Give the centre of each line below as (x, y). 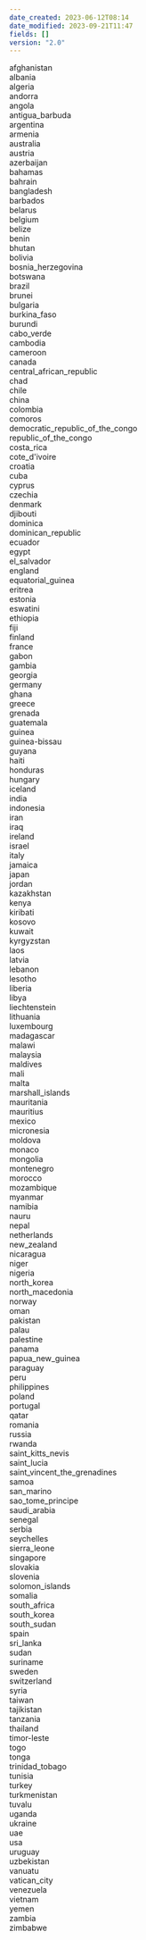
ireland (22, 837)
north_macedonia (41, 1292)
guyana (23, 751)
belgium (24, 220)
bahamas (26, 172)
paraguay (27, 1368)
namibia (24, 1207)
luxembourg (31, 1026)
